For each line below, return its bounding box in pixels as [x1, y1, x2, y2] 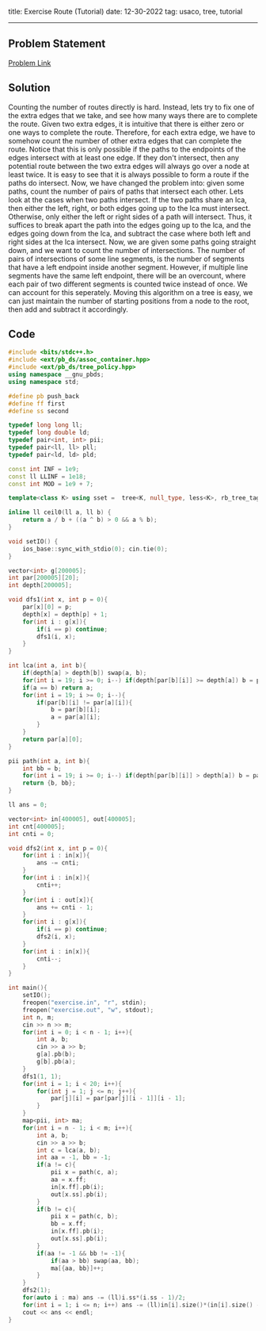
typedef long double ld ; [8, 428, 90, 437]
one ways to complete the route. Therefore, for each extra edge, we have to [8, 127, 256, 137]
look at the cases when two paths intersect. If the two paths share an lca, [8, 194, 247, 205]
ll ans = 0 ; [8, 801, 47, 809]
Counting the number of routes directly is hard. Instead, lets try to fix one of [8, 102, 255, 112]
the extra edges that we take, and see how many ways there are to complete [8, 110, 258, 120]
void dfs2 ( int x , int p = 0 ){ [8, 844, 108, 852]
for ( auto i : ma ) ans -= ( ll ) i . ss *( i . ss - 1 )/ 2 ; [22, 1294, 186, 1302]
